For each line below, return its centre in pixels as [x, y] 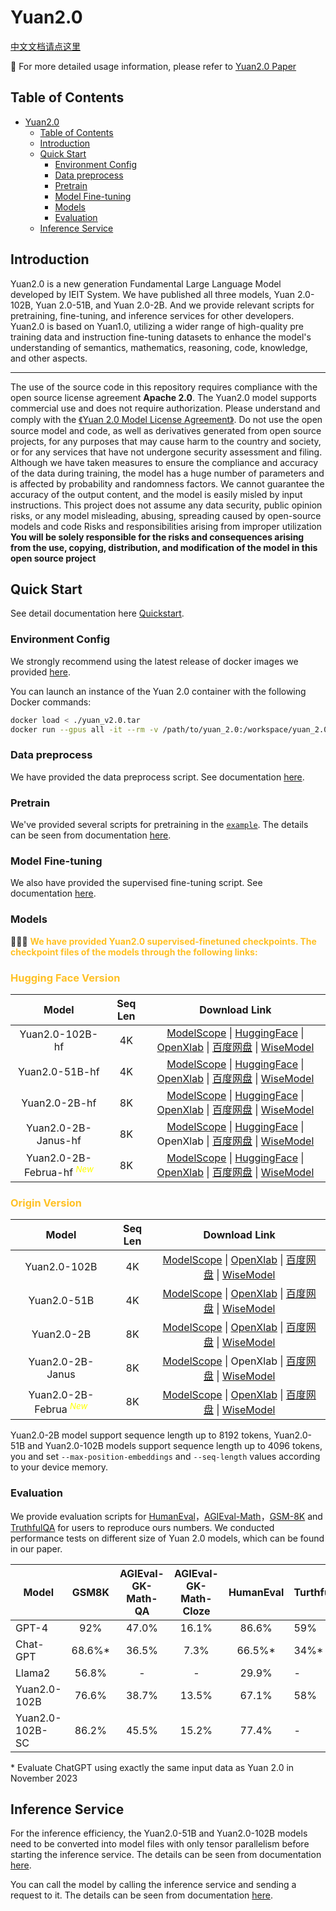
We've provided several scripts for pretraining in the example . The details [159, 825]
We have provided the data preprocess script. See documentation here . [157, 777]
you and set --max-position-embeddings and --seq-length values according [165, 1457]
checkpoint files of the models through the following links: [134, 952]
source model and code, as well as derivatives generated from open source [166, 430]
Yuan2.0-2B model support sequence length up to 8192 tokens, [141, 1435]
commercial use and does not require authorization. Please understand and [165, 408]
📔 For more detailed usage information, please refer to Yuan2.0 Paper [153, 66]
